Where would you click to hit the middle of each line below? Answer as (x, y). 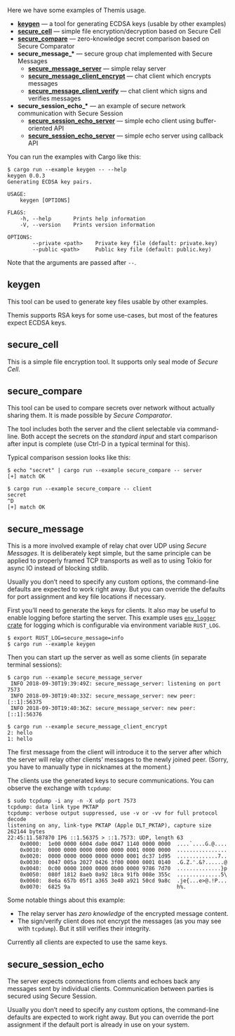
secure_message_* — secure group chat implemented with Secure (115, 53)
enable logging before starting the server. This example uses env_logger (112, 618)
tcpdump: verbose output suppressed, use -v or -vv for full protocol (113, 813)
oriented (40, 128)
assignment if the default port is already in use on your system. (99, 1025)
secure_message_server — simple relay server (97, 68)
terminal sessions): (35, 665)
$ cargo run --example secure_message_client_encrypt (88, 727)
